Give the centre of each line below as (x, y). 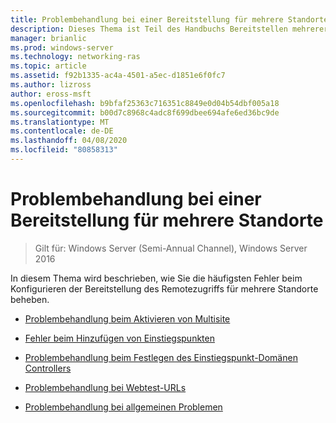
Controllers (48, 368)
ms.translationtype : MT (60, 122)
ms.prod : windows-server (62, 47)
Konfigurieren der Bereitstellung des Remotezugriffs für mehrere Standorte (164, 288)
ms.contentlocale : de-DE (62, 131)
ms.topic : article (48, 66)
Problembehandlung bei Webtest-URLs (105, 387)
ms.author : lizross (51, 85)
